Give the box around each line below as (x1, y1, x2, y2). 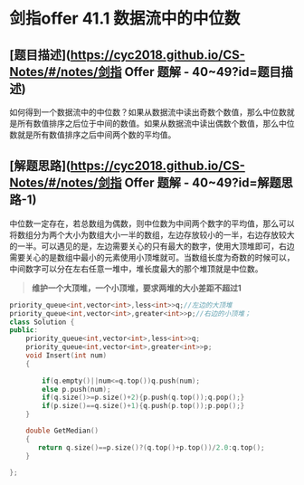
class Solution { (9, 318, 75, 327)
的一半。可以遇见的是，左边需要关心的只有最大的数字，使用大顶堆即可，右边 (9, 241, 295, 252)
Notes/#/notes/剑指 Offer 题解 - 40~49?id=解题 (9, 176, 282, 191)
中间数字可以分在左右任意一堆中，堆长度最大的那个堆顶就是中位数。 (9, 263, 263, 274)
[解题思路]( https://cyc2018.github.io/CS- (9, 158, 246, 174)
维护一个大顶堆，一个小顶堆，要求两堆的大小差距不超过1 (31, 282, 242, 293)
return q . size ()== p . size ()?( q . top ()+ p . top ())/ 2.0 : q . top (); (37, 442, 265, 452)
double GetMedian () (25, 426, 100, 435)
